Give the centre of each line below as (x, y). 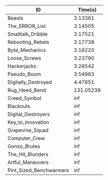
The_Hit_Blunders (28, 154)
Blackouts (19, 106)
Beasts (15, 18)
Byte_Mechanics (27, 50)
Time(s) (87, 10)
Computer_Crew (26, 138)
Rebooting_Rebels (28, 42)
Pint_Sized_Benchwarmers (38, 170)
